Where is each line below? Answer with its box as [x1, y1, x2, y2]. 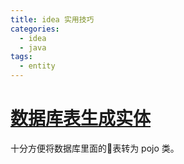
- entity [19, 61, 56, 71]
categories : [10, 24, 60, 34]
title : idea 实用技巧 [10, 14, 95, 25]
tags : [10, 52, 33, 62]
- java [19, 42, 47, 53]
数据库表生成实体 [10, 107, 152, 130]
